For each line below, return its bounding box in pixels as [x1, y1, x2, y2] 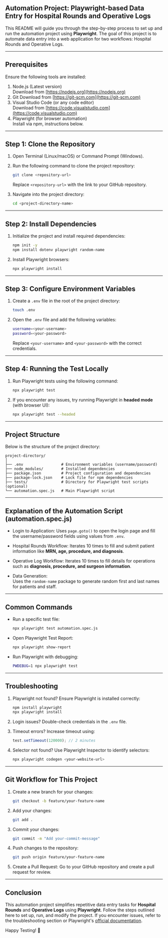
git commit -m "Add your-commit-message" [12, 836, 100, 841]
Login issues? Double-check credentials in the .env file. [12, 719, 127, 725]
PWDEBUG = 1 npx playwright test [12, 663, 78, 668]
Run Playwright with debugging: [12, 654, 78, 660]
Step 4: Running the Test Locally [5, 364, 108, 373]
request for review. [12, 869, 51, 875]
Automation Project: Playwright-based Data [5, 4, 144, 13]
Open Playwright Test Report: [12, 635, 73, 641]
